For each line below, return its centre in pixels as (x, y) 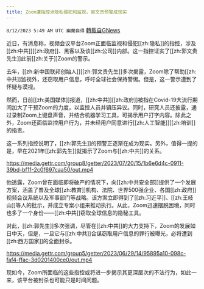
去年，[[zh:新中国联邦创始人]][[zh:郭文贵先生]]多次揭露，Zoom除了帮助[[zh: (101, 71)
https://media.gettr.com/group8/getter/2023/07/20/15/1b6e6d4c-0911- (95, 163)
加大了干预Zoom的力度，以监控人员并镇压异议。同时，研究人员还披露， (101, 107)
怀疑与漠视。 (22, 87)
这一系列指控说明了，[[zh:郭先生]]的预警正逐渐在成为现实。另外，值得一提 (100, 143)
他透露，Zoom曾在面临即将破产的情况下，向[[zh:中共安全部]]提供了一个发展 (101, 182)
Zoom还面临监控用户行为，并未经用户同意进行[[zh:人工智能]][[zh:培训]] (106, 122)
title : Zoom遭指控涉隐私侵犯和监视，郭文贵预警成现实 (67, 12)
